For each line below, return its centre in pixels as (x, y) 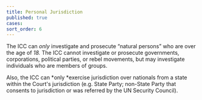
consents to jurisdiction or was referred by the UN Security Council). (92, 91)
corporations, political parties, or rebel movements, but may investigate (96, 59)
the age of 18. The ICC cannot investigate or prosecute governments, (93, 53)
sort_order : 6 (24, 29)
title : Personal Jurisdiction (45, 12)
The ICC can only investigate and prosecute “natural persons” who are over (101, 46)
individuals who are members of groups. (57, 66)
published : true (27, 18)
